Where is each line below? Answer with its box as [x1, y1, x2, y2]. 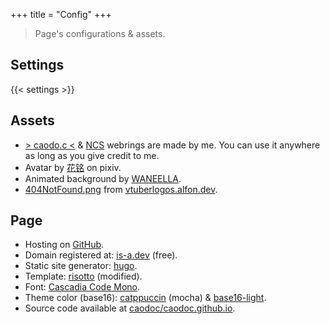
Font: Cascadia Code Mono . [24, 281, 141, 293]
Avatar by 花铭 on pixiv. [24, 161, 122, 173]
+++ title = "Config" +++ [10, 9, 112, 20]
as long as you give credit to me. [24, 149, 160, 161]
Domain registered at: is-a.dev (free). [24, 249, 178, 261]
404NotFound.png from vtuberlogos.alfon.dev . [24, 183, 218, 195]
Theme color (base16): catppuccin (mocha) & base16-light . [24, 292, 267, 304]
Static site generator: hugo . [24, 260, 138, 272]
